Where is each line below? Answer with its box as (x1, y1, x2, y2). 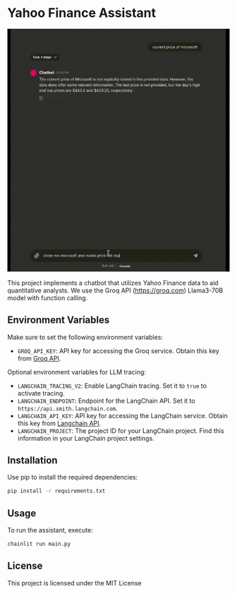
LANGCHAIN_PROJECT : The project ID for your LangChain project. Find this (17, 426, 224, 435)
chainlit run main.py (7, 540, 71, 548)
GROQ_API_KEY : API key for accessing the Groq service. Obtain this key (17, 346, 220, 355)
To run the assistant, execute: (7, 526, 93, 535)
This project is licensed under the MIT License (7, 578, 142, 587)
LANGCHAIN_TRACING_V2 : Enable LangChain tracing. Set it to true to (17, 381, 207, 390)
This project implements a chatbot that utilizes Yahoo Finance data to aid (7, 278, 219, 287)
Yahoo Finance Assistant (7, 5, 157, 21)
